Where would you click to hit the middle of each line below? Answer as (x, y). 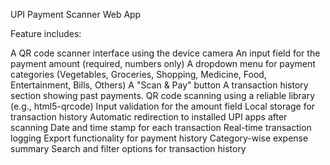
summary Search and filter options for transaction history (128, 148)
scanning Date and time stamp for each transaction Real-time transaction (161, 127)
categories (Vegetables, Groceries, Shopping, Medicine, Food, (138, 74)
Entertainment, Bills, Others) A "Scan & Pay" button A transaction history (159, 85)
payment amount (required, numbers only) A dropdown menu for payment (163, 63)
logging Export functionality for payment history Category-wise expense (159, 138)
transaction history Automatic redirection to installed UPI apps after (149, 117)
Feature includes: (46, 33)
